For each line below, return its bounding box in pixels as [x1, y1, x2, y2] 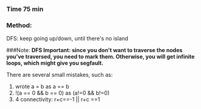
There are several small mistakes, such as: [6, 71, 113, 79]
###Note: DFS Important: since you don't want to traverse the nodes [6, 47, 183, 54]
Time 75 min [6, 5, 44, 13]
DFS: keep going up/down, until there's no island [6, 35, 129, 42]
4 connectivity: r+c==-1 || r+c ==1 [15, 96, 100, 103]
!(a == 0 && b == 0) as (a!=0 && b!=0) [15, 90, 110, 97]
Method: [6, 21, 32, 29]
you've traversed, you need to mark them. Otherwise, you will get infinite [6, 53, 195, 61]
